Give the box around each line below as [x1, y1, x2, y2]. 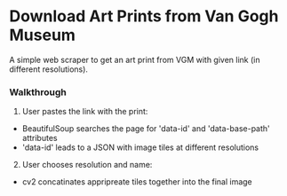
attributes [21, 133, 58, 144]
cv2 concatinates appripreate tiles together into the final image [21, 176, 253, 187]
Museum [9, 25, 76, 45]
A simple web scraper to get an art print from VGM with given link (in [9, 54, 260, 65]
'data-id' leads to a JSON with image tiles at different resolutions [21, 142, 259, 153]
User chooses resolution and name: [21, 160, 153, 170]
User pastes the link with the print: [21, 106, 148, 117]
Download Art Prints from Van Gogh [9, 6, 279, 27]
